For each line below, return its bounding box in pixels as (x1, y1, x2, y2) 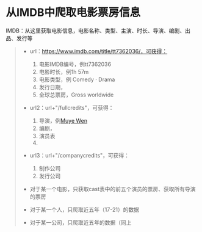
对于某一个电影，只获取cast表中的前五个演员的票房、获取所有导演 (29, 185, 196, 192)
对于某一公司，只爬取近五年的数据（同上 (29, 219, 132, 226)
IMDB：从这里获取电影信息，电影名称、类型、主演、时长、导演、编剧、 (5, 27, 186, 34)
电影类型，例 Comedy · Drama (38, 76, 115, 83)
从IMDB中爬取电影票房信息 (5, 5, 141, 20)
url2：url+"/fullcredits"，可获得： (29, 104, 114, 111)
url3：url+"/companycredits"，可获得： (29, 151, 129, 159)
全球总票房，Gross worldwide (38, 91, 114, 98)
